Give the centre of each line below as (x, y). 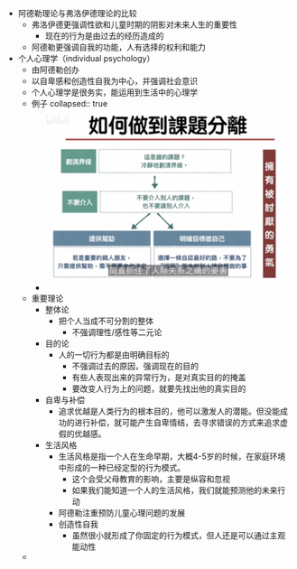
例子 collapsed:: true (70, 103)
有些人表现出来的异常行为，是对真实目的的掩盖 (159, 378)
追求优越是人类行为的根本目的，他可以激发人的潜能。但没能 (169, 411)
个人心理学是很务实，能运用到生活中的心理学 (115, 92)
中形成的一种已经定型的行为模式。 (122, 468)
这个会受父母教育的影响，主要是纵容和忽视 (151, 479)
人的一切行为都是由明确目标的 (114, 355)
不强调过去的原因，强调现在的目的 (135, 366)
